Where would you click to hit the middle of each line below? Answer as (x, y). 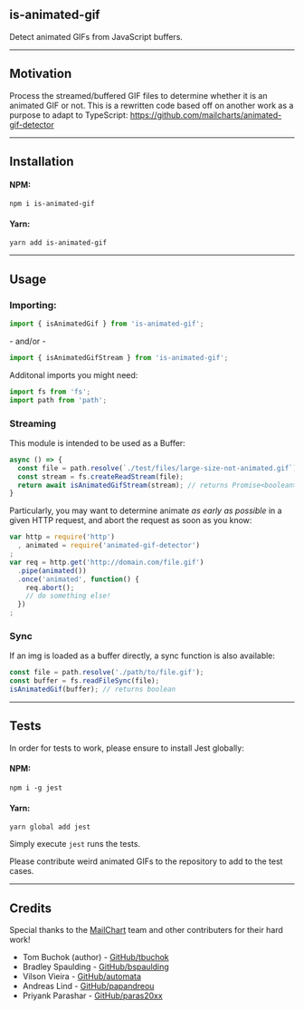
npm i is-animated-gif (52, 204)
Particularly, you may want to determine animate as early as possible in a (146, 510)
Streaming (33, 423)
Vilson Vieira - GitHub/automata (82, 976)
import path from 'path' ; (58, 400)
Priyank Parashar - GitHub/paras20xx (92, 995)
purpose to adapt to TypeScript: (69, 115)
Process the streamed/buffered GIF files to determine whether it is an (138, 95)
